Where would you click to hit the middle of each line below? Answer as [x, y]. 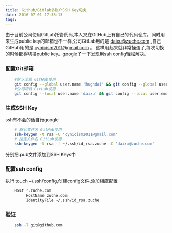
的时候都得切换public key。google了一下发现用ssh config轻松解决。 [77, 54]
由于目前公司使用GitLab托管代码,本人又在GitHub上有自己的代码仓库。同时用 [85, 35]
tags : [11, 19]
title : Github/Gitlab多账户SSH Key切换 [46, 10]
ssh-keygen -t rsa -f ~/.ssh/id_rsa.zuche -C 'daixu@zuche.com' [84, 144]
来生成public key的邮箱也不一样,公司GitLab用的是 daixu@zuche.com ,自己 [83, 41]
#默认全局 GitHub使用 [35, 79]
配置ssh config [24, 168]
